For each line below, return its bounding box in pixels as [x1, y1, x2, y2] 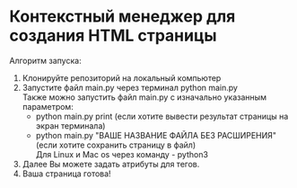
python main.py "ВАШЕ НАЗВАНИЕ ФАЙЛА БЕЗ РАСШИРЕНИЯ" [35, 130, 276, 140]
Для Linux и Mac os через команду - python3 [35, 148, 209, 159]
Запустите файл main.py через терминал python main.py [22, 82, 238, 93]
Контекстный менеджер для [9, 6, 236, 27]
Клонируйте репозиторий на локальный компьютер [22, 72, 222, 83]
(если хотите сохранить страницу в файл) [35, 139, 197, 150]
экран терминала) [35, 120, 106, 131]
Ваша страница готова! [22, 168, 111, 179]
